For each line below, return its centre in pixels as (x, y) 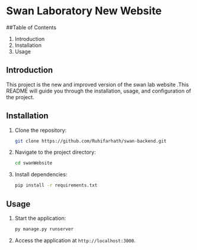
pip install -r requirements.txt (56, 185)
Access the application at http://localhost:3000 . (75, 240)
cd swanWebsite (34, 163)
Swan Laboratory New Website (84, 11)
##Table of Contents (31, 27)
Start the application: (40, 218)
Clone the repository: (41, 130)
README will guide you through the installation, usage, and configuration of (99, 91)
